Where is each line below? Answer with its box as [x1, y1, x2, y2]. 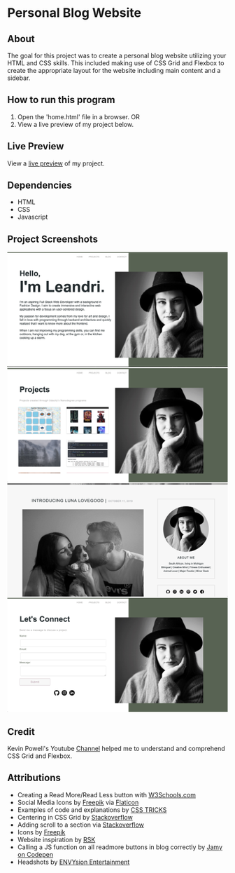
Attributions [7, 772, 62, 784]
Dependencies [7, 180, 72, 191]
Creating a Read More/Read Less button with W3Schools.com [17, 790, 196, 799]
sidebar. [7, 74, 31, 82]
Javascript [17, 212, 48, 222]
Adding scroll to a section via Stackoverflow [17, 820, 145, 829]
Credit [7, 726, 35, 738]
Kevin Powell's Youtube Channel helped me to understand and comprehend [7, 745, 225, 753]
